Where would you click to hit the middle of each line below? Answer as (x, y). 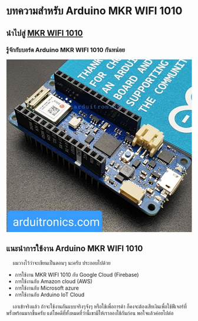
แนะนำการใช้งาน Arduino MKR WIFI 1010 (75, 249)
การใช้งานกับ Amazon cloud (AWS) (53, 281)
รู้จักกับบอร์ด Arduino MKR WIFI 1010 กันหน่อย (66, 50)
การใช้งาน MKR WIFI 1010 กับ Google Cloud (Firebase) (77, 274)
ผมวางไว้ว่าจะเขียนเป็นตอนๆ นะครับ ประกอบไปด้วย (62, 263)
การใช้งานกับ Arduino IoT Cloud (49, 294)
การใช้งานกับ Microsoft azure (47, 288)
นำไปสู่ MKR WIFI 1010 (44, 33)
